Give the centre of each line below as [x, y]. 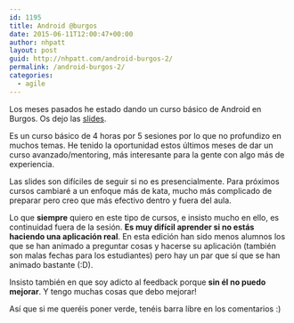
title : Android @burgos [53, 26]
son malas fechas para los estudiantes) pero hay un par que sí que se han [145, 255]
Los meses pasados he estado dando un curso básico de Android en [135, 109]
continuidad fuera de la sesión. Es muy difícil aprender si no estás [132, 227]
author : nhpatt [37, 42]
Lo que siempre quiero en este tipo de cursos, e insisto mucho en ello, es [144, 217]
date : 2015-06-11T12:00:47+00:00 [71, 34]
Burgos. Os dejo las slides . [58, 118]
